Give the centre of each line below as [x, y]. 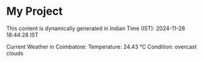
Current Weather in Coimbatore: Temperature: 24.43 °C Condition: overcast [102, 47]
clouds [15, 53]
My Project [35, 11]
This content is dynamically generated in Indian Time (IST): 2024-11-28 [96, 28]
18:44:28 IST [22, 34]
